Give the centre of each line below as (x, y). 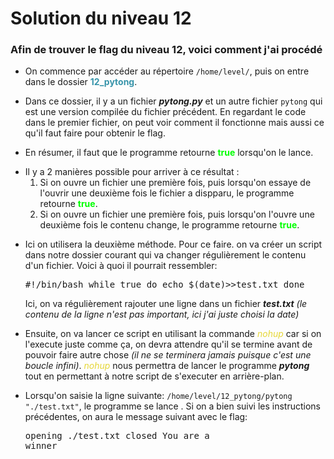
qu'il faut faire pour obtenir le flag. (95, 133)
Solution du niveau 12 (101, 18)
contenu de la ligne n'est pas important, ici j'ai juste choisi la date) (162, 314)
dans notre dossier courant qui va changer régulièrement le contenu (165, 255)
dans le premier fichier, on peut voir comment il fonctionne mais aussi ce (174, 123)
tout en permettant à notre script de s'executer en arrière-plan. (154, 376)
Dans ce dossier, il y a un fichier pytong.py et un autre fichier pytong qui (173, 101)
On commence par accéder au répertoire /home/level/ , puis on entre (167, 71)
